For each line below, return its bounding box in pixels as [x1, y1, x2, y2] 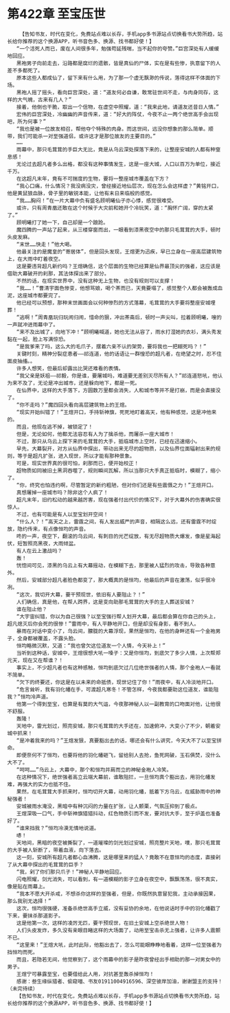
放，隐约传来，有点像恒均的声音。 [7, 525, 89, 532]
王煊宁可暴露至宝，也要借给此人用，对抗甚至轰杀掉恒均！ [16, 970, 154, 977]
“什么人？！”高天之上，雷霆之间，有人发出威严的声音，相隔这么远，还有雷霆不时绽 [16, 518, 217, 525]
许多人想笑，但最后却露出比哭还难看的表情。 [16, 365, 124, 372]
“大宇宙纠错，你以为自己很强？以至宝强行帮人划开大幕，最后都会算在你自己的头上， [16, 613, 219, 620]
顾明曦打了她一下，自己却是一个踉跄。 [16, 219, 108, 226]
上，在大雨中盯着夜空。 [7, 255, 64, 262]
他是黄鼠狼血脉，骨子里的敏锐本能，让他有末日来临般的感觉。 [7, 190, 156, 196]
